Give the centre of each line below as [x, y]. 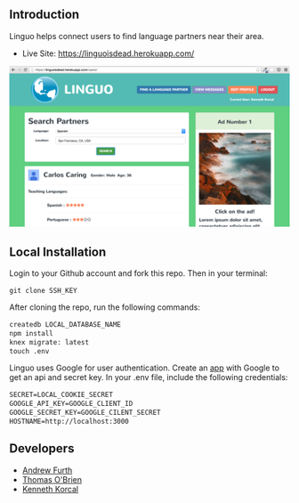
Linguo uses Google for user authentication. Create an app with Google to [145, 368]
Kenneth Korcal [50, 489]
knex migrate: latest [49, 343]
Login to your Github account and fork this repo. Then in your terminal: [139, 273]
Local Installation [58, 251]
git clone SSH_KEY [43, 291]
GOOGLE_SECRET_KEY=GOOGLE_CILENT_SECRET [85, 413]
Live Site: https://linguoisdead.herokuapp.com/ [108, 53]
